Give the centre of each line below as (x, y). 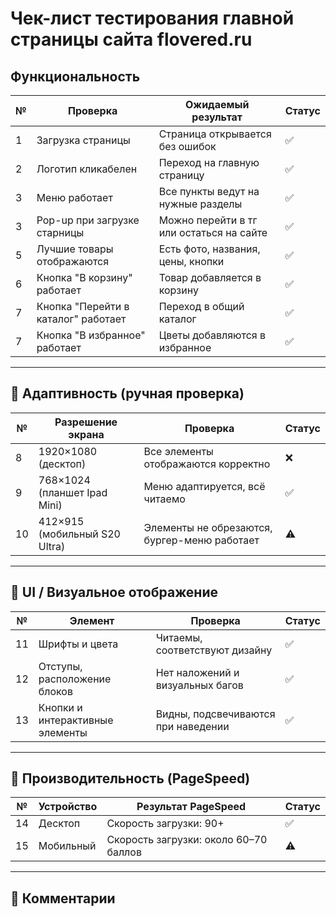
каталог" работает (81, 319)
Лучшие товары (75, 249)
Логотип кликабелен (87, 169)
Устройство (68, 807)
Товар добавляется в (210, 277)
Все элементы (178, 451)
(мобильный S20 (79, 534)
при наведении (192, 726)
